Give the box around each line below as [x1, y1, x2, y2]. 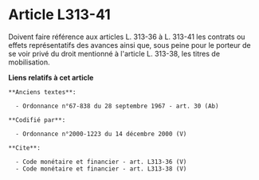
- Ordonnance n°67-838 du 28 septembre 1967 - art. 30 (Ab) [15, 102, 219, 110]
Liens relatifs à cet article [8, 72, 94, 82]
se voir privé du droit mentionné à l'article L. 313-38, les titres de [8, 49, 221, 58]
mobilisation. [8, 57, 50, 67]
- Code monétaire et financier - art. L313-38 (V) [15, 165, 187, 173]
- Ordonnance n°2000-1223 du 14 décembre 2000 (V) [15, 130, 187, 138]
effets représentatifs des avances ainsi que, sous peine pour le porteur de [8, 40, 251, 49]
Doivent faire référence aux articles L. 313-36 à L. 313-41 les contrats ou [8, 32, 245, 41]
